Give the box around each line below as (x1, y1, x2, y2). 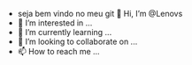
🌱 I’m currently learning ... (17, 27, 112, 37)
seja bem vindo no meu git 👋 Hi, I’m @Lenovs (17, 9, 183, 18)
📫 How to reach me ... (17, 47, 100, 56)
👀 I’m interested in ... (17, 18, 93, 28)
